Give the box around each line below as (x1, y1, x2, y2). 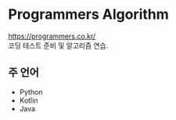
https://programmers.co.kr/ (8, 31, 96, 41)
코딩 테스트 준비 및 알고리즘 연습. (8, 41, 109, 50)
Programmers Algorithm (8, 5, 170, 24)
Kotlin (19, 96, 38, 105)
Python (19, 87, 43, 96)
